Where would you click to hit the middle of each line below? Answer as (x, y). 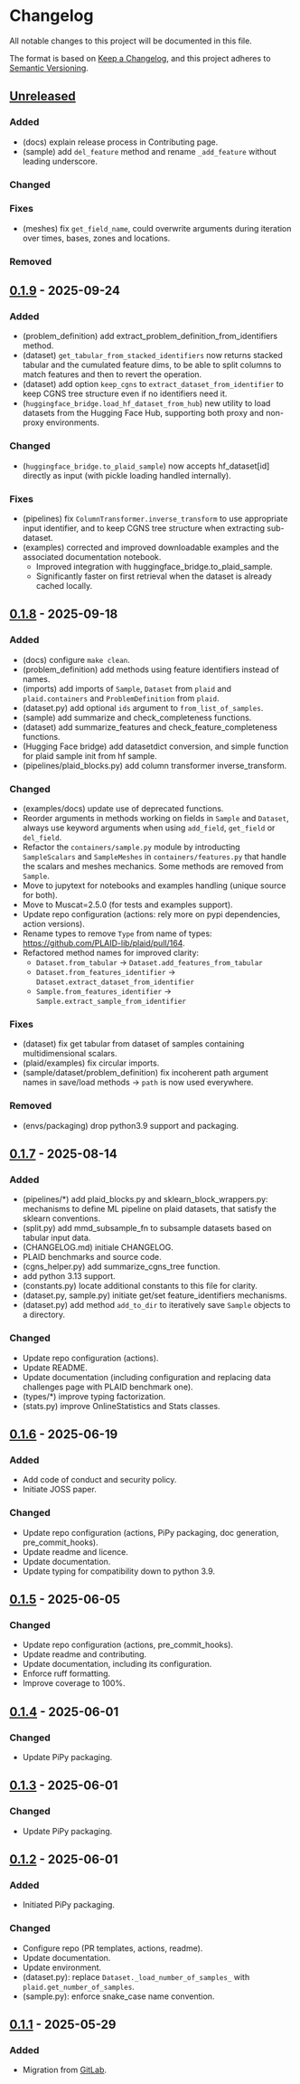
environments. (72, 422)
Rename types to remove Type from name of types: (117, 933)
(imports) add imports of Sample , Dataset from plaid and (127, 688)
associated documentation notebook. (92, 557)
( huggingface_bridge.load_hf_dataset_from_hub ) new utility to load (146, 403)
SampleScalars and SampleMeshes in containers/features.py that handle (155, 857)
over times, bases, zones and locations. (96, 238)
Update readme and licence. (75, 1551)
